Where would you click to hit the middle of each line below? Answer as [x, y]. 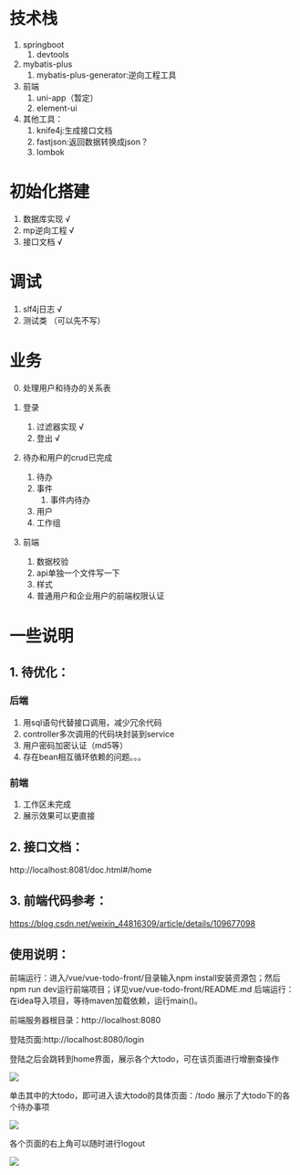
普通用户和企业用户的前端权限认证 [100, 596]
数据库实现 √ [47, 218]
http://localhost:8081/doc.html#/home [81, 870]
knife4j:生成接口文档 [74, 130]
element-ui [57, 108]
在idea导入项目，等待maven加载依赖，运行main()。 [106, 1000]
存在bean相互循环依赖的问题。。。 [84, 757]
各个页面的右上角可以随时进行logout [78, 1144]
